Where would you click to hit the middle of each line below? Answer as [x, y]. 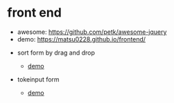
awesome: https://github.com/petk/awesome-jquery [92, 32]
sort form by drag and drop [56, 53]
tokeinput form [38, 79]
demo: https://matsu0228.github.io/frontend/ [81, 39]
